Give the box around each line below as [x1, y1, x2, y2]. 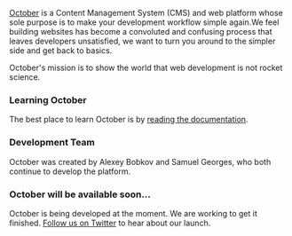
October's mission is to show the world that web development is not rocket [9, 62, 283, 73]
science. [9, 72, 41, 83]
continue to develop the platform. [9, 166, 131, 177]
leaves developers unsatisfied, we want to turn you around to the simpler [9, 35, 276, 46]
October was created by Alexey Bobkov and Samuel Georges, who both [9, 156, 272, 167]
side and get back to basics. [9, 45, 113, 56]
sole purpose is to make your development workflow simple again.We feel [9, 17, 280, 28]
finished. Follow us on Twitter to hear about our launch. [9, 217, 211, 228]
